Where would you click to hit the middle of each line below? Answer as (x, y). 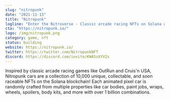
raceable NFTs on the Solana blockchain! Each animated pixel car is (76, 81)
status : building (24, 43)
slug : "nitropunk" (25, 10)
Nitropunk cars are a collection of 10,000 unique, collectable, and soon (79, 76)
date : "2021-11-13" (26, 15)
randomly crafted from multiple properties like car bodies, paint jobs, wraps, (84, 87)
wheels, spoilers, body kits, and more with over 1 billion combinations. (78, 92)
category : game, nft (27, 38)
